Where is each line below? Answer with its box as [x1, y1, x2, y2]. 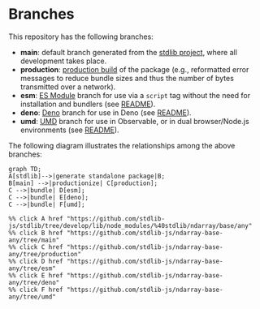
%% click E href [8, 271, 63, 280]
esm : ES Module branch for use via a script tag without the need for [19, 90, 250, 100]
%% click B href [8, 229, 63, 237]
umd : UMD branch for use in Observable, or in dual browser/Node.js [19, 116, 249, 126]
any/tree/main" [8, 236, 60, 244]
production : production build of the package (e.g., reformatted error [19, 64, 249, 74]
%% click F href [8, 285, 63, 294]
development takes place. [19, 56, 107, 66]
